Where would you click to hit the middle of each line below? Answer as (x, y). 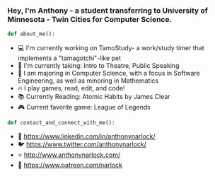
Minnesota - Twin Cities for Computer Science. (89, 19)
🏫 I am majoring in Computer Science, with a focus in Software (109, 74)
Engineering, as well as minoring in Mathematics (88, 81)
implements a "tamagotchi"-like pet (69, 58)
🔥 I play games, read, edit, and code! (71, 88)
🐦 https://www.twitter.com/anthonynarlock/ (82, 144)
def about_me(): (31, 34)
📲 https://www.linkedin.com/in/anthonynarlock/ (86, 136)
